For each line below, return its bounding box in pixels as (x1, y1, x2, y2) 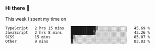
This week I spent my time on (5, 16, 67, 22)
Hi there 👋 (5, 5, 30, 12)
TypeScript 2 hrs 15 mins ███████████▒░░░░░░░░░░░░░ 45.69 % (5, 26, 150, 31)
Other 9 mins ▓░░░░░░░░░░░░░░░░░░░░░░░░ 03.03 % (5, 39, 150, 44)
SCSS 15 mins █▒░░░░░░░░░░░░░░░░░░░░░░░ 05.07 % (5, 35, 150, 40)
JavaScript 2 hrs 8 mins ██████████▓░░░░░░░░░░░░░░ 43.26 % (5, 30, 150, 35)
